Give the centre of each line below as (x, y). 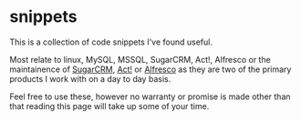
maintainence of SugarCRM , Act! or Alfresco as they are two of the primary (150, 69)
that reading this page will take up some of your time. (109, 106)
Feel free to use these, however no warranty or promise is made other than (150, 96)
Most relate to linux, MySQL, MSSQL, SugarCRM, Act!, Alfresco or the (140, 59)
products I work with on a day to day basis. (90, 78)
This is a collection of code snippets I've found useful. (111, 42)
